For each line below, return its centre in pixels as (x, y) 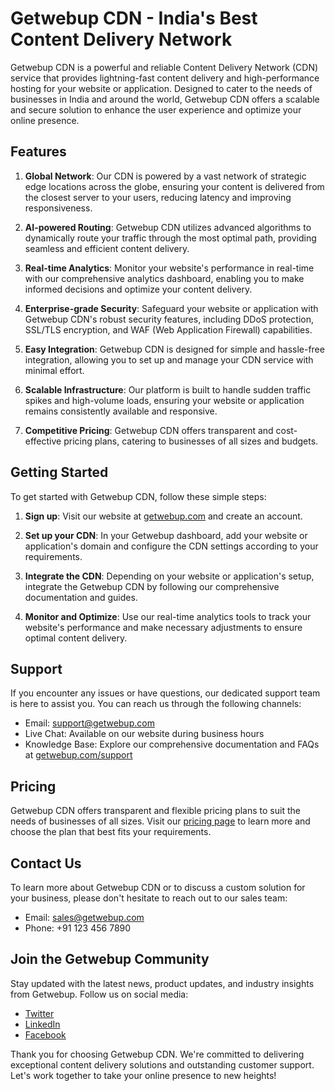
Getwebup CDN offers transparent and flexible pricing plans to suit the (155, 811)
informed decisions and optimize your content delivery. (138, 289)
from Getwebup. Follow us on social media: (99, 994)
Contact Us (46, 863)
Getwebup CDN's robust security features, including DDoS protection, (169, 319)
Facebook (45, 1034)
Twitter (39, 1013)
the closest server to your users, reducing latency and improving (158, 197)
